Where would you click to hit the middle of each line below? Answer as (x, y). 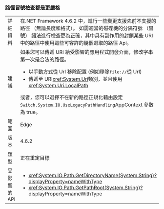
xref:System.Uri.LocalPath (59, 86)
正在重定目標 (35, 158)
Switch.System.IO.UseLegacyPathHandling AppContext (82, 105)
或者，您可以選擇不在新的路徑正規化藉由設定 (72, 97)
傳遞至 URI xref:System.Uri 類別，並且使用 (75, 79)
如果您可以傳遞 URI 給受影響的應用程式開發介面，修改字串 (87, 52)
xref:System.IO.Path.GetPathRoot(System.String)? (86, 188)
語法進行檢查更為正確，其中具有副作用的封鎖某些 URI (92, 36)
